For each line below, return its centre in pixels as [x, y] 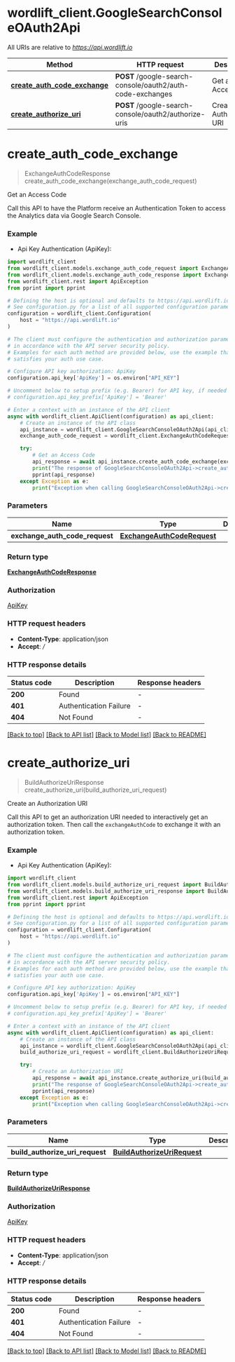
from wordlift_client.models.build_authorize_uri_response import [106, 891]
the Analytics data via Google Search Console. [74, 215]
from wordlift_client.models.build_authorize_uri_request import [104, 885]
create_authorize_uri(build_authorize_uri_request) [95, 790]
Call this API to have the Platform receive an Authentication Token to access [116, 208]
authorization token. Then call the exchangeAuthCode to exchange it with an [114, 824]
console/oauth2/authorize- [160, 114]
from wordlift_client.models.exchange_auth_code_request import [103, 269]
